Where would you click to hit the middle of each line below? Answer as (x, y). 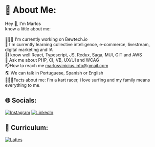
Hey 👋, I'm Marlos (23, 24)
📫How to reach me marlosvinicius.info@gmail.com (57, 65)
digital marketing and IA (29, 49)
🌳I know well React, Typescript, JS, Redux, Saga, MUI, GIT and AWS (74, 55)
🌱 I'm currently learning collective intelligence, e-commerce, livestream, (77, 44)
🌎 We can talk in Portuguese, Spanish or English (54, 73)
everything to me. (23, 85)
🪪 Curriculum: (27, 128)
